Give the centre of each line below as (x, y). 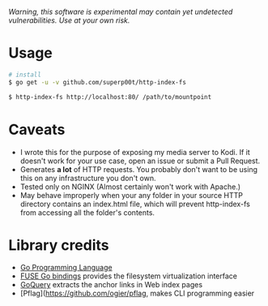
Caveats (37, 129)
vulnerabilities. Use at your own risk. (69, 20)
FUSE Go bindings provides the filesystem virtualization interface (128, 276)
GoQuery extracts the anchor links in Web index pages (111, 285)
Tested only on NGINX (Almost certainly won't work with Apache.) (130, 187)
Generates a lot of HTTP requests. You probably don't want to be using (138, 169)
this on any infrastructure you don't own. (88, 178)
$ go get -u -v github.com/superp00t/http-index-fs (97, 82)
